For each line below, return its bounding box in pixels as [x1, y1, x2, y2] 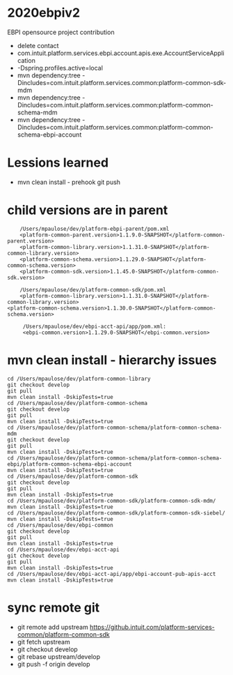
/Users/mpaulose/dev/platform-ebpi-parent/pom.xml [19, 225, 170, 232]
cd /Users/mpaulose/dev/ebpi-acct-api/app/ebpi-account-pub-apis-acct [7, 570, 216, 577]
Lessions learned [7, 155, 109, 171]
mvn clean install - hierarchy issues [7, 352, 217, 367]
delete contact [17, 41, 59, 50]
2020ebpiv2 [7, 5, 81, 21]
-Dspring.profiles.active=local [17, 63, 103, 72]
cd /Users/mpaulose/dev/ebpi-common [7, 522, 113, 529]
